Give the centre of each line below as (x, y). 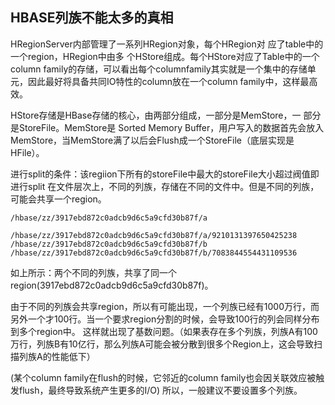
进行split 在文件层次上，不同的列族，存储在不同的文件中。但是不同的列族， (165, 186)
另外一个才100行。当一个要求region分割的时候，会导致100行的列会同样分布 (165, 319)
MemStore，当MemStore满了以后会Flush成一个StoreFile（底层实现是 (152, 140)
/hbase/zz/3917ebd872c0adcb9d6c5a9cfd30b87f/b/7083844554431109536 (154, 253)
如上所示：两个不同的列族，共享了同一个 (93, 272)
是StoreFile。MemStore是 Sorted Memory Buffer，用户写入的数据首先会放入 (167, 127)
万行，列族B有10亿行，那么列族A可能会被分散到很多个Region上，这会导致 (162, 344)
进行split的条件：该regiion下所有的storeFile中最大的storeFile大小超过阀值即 (165, 174)
